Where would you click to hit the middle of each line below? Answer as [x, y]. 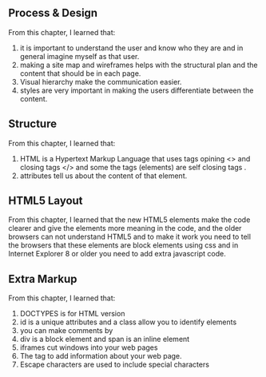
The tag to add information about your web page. [101, 356]
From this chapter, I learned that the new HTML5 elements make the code [129, 220]
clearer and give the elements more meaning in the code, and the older [125, 228]
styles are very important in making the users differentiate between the [137, 90]
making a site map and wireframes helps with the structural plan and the [139, 65]
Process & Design [53, 13]
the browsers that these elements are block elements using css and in [123, 245]
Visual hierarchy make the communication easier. [101, 81]
